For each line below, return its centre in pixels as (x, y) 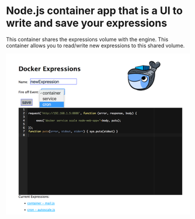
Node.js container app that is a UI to (94, 11)
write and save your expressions (87, 23)
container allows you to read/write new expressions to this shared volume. (95, 46)
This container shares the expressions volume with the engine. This (87, 39)
